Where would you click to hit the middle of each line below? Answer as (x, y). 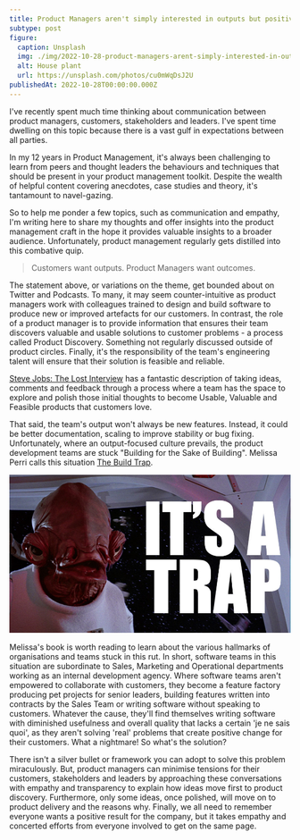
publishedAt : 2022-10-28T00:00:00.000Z (83, 85)
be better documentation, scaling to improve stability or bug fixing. (132, 433)
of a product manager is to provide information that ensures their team (139, 323)
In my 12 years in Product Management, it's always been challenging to (140, 157)
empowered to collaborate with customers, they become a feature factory (145, 685)
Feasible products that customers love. (81, 407)
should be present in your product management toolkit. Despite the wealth (146, 176)
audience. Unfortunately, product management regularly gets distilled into (145, 240)
